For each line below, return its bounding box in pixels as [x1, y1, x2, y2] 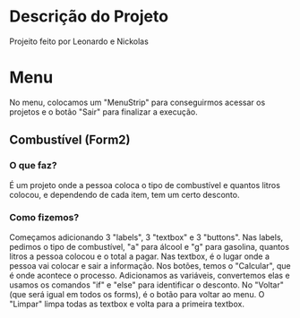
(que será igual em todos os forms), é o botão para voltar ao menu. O [9, 288, 265, 299]
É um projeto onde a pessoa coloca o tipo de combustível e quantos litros [9, 179, 280, 190]
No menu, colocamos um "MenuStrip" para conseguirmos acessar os [9, 97, 266, 107]
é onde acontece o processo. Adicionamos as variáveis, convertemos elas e [9, 270, 290, 280]
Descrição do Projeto [9, 6, 168, 27]
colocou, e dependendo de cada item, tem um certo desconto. [9, 189, 240, 200]
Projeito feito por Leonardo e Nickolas [9, 36, 150, 47]
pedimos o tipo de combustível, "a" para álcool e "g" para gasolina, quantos [9, 241, 289, 252]
